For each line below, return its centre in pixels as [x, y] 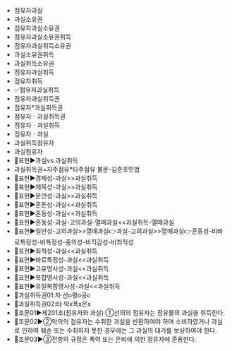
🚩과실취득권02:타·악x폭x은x [53, 304]
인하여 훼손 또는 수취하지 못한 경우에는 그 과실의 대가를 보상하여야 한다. [119, 330]
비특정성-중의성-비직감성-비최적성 [87, 242]
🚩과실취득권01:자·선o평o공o [52, 295]
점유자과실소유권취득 [43, 37]
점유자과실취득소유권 [43, 46]
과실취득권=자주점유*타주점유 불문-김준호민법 [77, 169]
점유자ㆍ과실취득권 [39, 116]
